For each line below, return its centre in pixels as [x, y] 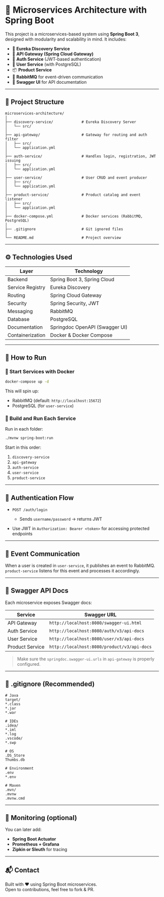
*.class [13, 704]
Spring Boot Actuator [34, 839]
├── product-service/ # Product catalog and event [73, 195]
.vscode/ [14, 738]
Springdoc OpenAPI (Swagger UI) [89, 327]
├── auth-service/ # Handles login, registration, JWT [81, 156]
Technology [89, 271]
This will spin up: [22, 391]
